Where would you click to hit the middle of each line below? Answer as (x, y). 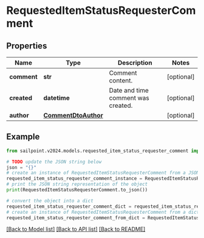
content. (121, 81)
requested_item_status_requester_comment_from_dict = (76, 218)
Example (23, 137)
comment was (129, 98)
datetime (56, 98)
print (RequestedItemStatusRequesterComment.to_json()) (77, 190)
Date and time (129, 90)
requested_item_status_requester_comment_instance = (74, 179)
